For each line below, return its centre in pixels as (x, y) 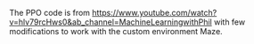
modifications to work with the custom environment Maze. (116, 31)
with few (229, 22)
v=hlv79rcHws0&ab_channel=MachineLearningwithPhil (111, 22)
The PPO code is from (50, 13)
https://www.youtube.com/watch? (155, 13)
